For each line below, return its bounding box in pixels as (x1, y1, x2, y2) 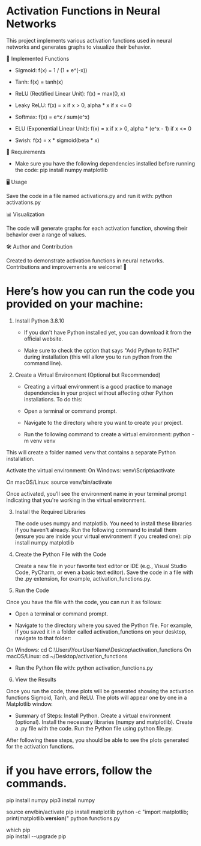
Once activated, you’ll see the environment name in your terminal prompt (6, 490, 187, 497)
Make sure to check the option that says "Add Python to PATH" (23, 347, 179, 354)
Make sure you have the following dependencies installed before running (14, 159, 196, 167)
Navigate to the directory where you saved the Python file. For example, (14, 622, 193, 629)
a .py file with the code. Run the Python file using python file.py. (14, 724, 173, 732)
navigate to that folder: (14, 634, 71, 641)
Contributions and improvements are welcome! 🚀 (6, 263, 127, 270)
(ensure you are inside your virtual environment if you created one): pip (14, 533, 191, 540)
